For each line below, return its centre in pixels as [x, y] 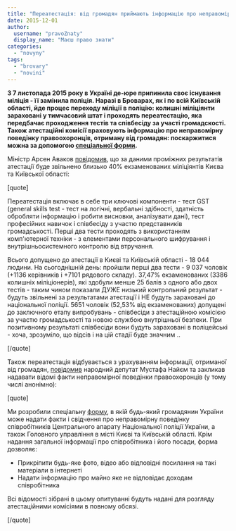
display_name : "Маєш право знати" [64, 40]
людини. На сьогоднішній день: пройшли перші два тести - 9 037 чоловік [117, 267]
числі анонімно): [32, 384]
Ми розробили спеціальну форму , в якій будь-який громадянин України [115, 411]
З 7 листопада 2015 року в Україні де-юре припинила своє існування [114, 93]
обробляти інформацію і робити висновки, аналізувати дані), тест [106, 216]
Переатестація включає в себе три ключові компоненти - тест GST [108, 201]
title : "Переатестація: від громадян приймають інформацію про [102, 14]
